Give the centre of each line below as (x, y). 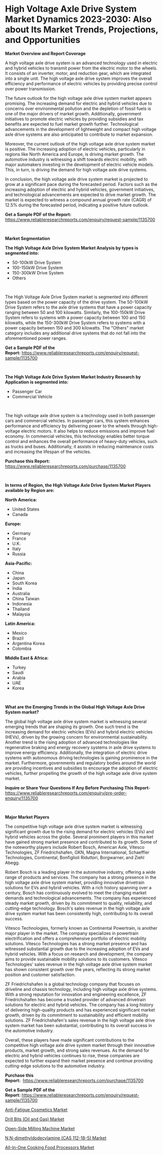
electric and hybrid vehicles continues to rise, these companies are (72, 1055)
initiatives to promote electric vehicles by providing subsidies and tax (74, 119)
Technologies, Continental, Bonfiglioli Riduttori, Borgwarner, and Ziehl (75, 857)
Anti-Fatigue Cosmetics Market (36, 1109)
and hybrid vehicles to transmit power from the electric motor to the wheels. (81, 68)
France (19, 538)
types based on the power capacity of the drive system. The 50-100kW (77, 302)
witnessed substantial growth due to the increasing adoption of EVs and (77, 949)
